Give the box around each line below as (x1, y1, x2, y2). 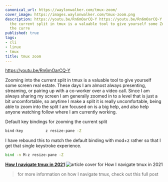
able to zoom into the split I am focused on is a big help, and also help (5, 103, 149, 110)
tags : (5, 35, 16, 40)
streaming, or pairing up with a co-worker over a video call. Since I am (5, 88, 150, 94)
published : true (5, 30, 39, 35)
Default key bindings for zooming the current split (5, 118, 107, 125)
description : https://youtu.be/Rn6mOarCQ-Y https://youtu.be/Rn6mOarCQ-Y (5, 16, 162, 21)
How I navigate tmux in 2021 (5, 161, 65, 167)
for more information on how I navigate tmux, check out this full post (17, 171, 158, 177)
